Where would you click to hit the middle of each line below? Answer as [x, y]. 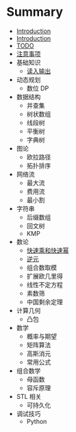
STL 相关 [29, 396]
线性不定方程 [45, 284]
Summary [35, 12]
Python [37, 421]
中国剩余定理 [45, 302]
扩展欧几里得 [45, 276]
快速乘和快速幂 [48, 250]
